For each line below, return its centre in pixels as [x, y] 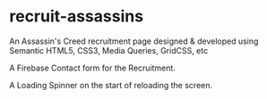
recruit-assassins [77, 16]
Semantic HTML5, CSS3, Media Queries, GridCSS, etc [109, 50]
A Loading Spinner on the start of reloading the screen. [111, 85]
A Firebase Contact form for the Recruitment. [93, 68]
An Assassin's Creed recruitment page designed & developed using [134, 41]
